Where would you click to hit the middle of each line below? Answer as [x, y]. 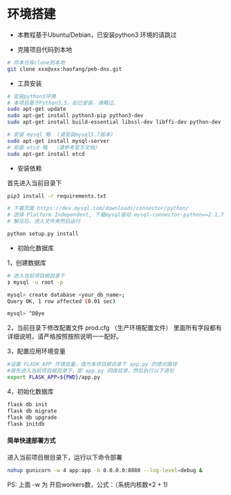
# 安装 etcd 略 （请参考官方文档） [54, 147]
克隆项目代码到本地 [45, 49]
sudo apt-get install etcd [46, 154]
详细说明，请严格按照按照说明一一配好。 [65, 336]
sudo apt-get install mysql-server [58, 141]
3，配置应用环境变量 [36, 351]
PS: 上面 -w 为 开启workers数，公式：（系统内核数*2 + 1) [87, 484]
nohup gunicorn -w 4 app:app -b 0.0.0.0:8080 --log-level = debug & [105, 470]
